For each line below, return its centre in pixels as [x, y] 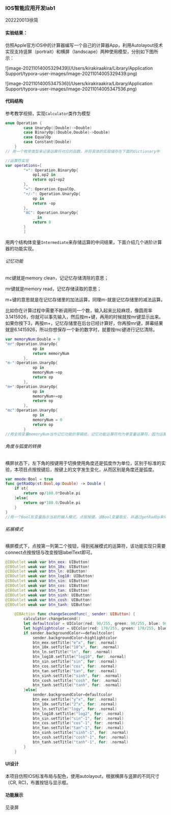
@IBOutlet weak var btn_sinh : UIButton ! [49, 595]
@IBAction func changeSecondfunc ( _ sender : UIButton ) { [75, 614]
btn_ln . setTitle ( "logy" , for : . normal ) [75, 709]
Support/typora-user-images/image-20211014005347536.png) [71, 89]
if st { [21, 489]
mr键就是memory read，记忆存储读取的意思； [53, 289]
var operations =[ [24, 165]
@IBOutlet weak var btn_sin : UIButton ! [48, 581]
